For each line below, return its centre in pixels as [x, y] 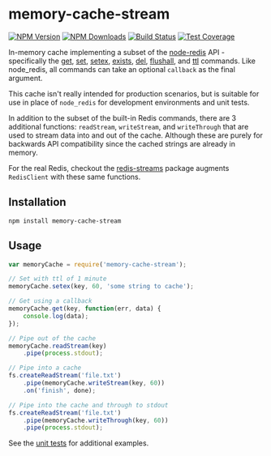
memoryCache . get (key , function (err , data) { [85, 309]
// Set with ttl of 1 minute [58, 279]
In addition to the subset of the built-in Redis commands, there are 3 [123, 117]
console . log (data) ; [56, 316]
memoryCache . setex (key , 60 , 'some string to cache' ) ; [101, 287]
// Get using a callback [50, 301]
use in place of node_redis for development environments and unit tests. [129, 102]
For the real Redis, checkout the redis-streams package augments [119, 168]
